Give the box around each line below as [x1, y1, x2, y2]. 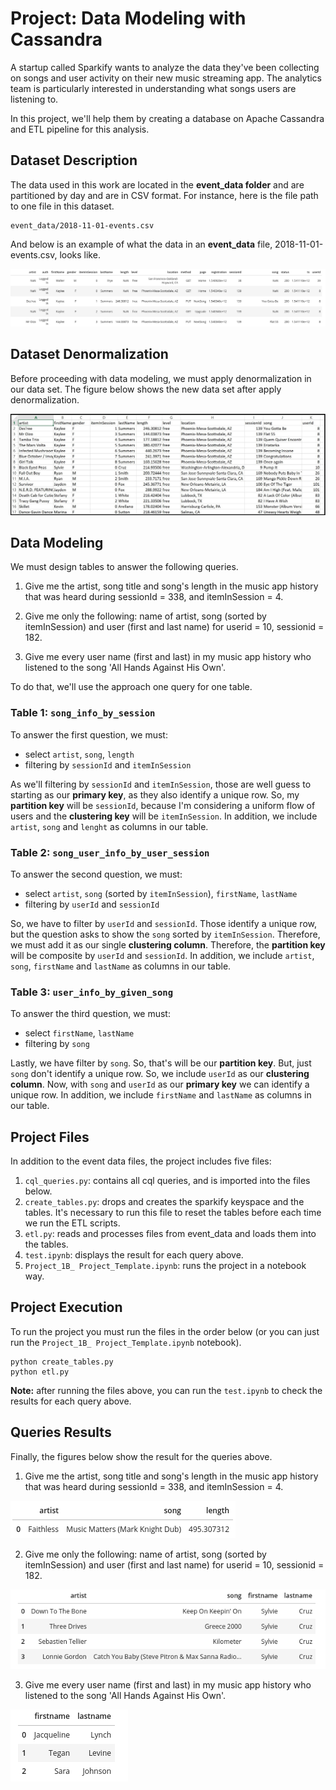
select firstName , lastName [24, 1027, 135, 1039]
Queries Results [10, 1424, 112, 1441]
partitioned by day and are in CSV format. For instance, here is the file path [10, 189, 319, 201]
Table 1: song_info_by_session [10, 706, 156, 720]
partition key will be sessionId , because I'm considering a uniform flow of [10, 799, 316, 811]
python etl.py [10, 1367, 70, 1377]
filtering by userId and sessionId [24, 898, 160, 910]
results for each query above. [10, 1395, 132, 1407]
